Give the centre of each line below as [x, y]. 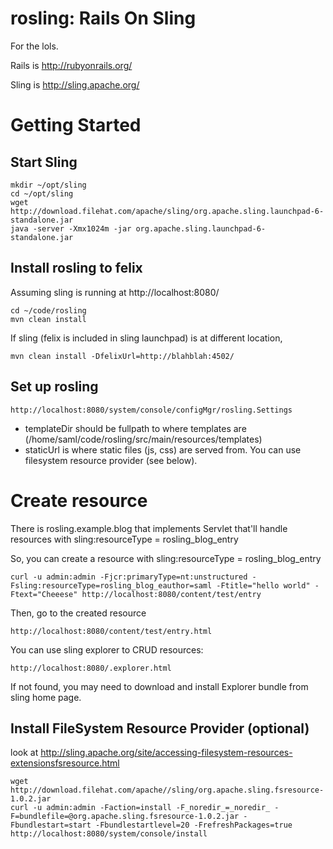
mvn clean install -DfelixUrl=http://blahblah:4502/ [122, 356]
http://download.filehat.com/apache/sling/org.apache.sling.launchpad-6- [167, 211]
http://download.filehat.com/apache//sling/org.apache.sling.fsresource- [167, 790]
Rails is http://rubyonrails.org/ [71, 65]
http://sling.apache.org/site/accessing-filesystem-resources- [166, 753]
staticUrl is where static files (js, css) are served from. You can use [163, 449]
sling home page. [46, 697]
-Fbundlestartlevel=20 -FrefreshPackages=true [194, 825]
